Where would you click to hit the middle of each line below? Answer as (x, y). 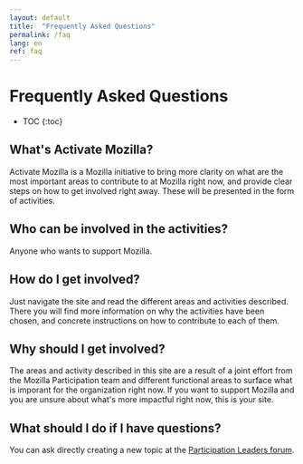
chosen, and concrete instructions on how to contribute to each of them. (145, 320)
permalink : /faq (40, 34)
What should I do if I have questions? (115, 428)
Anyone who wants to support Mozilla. (81, 251)
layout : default (40, 18)
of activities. (33, 200)
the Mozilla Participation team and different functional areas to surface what (151, 381)
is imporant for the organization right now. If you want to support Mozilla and (152, 390)
